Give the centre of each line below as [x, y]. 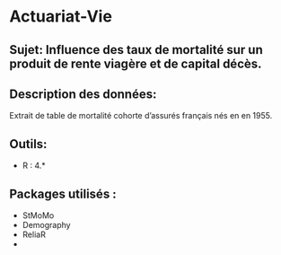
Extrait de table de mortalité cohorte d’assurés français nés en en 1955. [141, 116]
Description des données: [83, 94]
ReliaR [34, 234]
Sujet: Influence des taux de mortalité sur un [136, 50]
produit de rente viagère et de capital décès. [136, 63]
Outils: [28, 144]
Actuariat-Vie [61, 17]
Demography [46, 225]
